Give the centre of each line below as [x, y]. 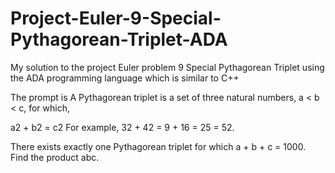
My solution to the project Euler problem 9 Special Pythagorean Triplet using [167, 67]
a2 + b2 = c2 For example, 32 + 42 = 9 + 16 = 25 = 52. [122, 127]
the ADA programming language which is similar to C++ [125, 78]
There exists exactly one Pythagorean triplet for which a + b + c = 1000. [158, 146]
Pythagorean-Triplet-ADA [119, 39]
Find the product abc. [55, 157]
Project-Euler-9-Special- [116, 18]
